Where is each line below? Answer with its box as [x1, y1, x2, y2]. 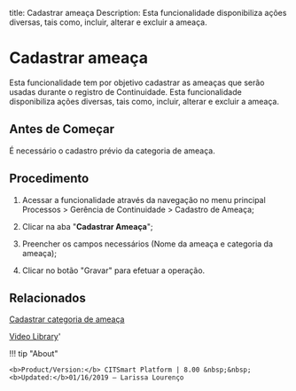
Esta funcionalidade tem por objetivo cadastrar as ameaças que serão [9, 77, 265, 88]
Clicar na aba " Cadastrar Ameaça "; [21, 221, 153, 231]
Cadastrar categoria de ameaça [9, 314, 125, 325]
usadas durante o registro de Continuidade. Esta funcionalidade [9, 86, 242, 97]
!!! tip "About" [9, 348, 58, 359]
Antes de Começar [9, 121, 115, 137]
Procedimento [9, 171, 90, 186]
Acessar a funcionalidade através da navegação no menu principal [21, 194, 266, 205]
